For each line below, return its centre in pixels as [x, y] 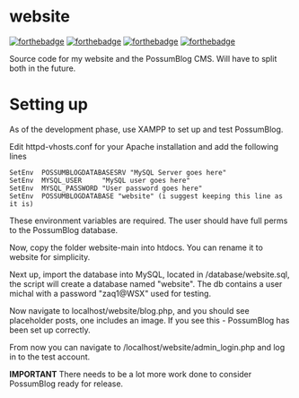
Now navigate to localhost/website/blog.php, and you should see [129, 310]
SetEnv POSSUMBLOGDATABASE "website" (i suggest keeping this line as [146, 196]
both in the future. [43, 68]
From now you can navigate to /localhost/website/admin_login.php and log [147, 347]
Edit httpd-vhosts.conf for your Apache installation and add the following [144, 146]
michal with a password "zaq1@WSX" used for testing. [110, 293]
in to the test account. [50, 357]
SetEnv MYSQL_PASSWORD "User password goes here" [106, 188]
